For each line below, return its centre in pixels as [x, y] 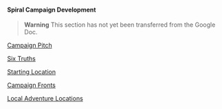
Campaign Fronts [32, 85]
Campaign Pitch [30, 45]
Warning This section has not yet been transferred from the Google [120, 25]
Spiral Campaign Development [52, 10]
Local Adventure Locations [45, 99]
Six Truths [21, 59]
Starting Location [32, 72]
